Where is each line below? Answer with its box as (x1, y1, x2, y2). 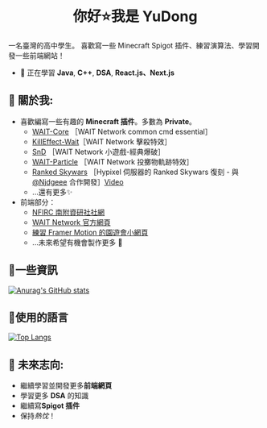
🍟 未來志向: (8, 358, 64, 372)
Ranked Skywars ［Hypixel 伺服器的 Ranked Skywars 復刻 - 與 (31, 167, 240, 177)
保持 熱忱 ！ (19, 411, 56, 421)
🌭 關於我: (8, 93, 54, 107)
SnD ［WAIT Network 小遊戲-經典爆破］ (31, 147, 165, 156)
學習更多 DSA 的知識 (19, 391, 89, 401)
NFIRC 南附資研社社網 (31, 207, 105, 217)
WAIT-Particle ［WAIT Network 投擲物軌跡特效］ (31, 156, 194, 166)
